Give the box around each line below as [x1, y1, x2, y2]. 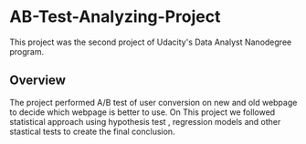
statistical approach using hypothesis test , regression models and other [9, 116, 281, 127]
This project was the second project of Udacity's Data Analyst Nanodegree [9, 36, 292, 47]
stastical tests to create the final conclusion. [9, 126, 175, 137]
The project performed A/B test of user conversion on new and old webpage [9, 97, 298, 108]
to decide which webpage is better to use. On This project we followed [9, 107, 276, 118]
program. [9, 46, 45, 57]
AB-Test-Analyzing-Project [9, 6, 221, 27]
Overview [9, 73, 67, 88]
